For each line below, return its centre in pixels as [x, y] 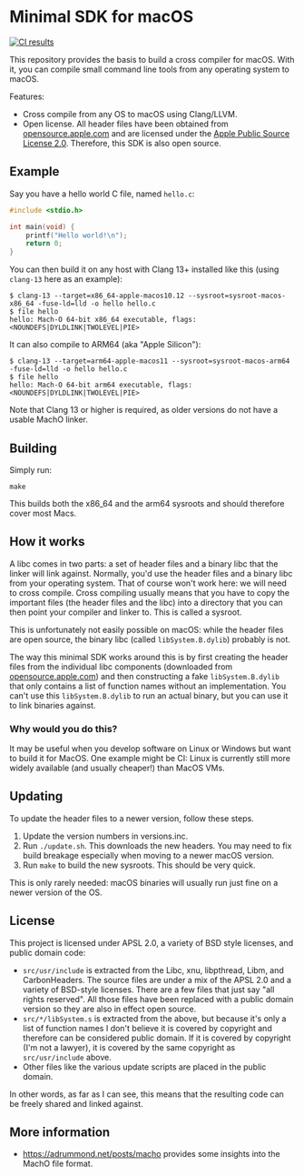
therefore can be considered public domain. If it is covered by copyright [157, 1038]
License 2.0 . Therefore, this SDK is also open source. [122, 143]
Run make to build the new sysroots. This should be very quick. [139, 865]
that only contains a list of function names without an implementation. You [148, 686]
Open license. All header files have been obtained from [125, 124]
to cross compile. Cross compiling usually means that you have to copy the [150, 592]
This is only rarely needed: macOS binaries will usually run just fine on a [144, 882]
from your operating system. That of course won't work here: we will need [148, 583]
